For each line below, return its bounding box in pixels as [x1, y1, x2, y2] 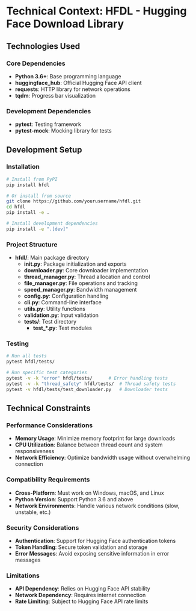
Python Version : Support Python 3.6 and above [14, 495, 133, 503]
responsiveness [14, 448, 55, 455]
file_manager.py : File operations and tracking [23, 280, 138, 287]
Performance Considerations [6, 421, 93, 430]
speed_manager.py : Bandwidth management [23, 286, 137, 293]
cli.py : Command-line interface [23, 299, 102, 306]
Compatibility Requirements [6, 475, 90, 484]
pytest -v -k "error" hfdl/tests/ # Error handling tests [6, 375, 168, 381]
